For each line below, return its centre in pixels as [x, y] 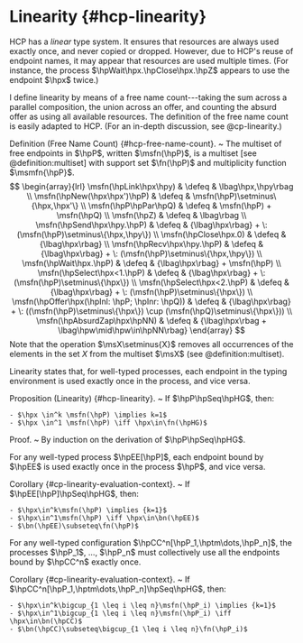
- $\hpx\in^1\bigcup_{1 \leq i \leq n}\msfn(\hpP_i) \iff [120, 613]
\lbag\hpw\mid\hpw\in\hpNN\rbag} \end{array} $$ [151, 330]
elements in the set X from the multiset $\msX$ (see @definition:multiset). [147, 354]
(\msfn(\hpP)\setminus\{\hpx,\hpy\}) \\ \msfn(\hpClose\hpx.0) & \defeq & [151, 234]
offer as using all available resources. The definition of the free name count [149, 116]
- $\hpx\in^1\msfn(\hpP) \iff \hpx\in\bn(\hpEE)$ [105, 518]
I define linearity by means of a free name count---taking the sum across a [148, 97]
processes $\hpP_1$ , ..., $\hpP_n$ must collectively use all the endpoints [145, 552]
